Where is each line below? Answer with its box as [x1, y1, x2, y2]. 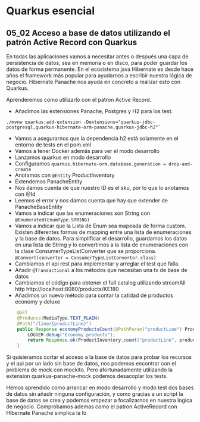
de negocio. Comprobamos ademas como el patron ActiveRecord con [6, 403, 177, 410]
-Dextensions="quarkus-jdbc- [83, 119, 156, 125]
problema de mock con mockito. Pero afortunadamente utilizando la [6, 366, 173, 373]
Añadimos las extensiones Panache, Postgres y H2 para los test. [14, 108, 173, 114]
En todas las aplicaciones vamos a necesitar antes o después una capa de [6, 53, 189, 60]
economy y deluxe [14, 298, 61, 305]
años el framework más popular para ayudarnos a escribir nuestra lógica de [6, 72, 192, 79]
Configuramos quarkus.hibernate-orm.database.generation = [14, 160, 167, 167]
